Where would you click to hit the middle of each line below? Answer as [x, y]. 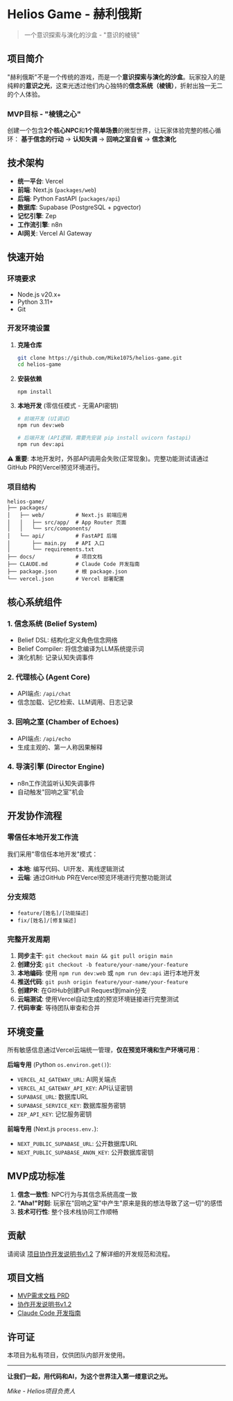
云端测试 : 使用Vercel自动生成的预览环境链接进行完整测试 [98, 999]
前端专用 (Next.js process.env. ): [53, 1129]
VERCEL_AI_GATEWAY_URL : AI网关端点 [67, 1079]
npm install [34, 392]
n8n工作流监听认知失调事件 [56, 783]
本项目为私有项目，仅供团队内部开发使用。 [68, 1355]
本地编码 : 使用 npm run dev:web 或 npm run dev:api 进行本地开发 [109, 973]
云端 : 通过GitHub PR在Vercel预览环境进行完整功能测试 [94, 877]
